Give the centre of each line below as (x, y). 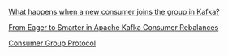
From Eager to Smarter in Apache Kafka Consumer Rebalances (114, 27)
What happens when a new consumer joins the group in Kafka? (114, 12)
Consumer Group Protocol (52, 43)
